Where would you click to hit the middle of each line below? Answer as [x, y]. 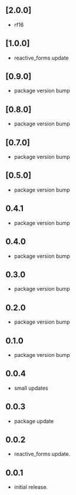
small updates [31, 388]
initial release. [31, 487]
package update [34, 421]
